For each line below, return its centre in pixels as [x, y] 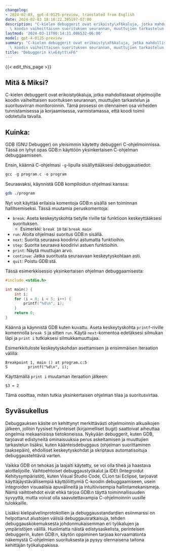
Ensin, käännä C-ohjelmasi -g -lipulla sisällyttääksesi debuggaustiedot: [78, 165]
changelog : [17, 10]
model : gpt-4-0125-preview [34, 38]
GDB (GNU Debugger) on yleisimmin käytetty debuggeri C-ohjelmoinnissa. [83, 144]
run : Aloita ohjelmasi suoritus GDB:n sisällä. [58, 234]
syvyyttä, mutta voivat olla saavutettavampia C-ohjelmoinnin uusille [75, 497]
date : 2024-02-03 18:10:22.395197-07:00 [49, 19]
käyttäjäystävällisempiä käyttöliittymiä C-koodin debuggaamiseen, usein [80, 481]
